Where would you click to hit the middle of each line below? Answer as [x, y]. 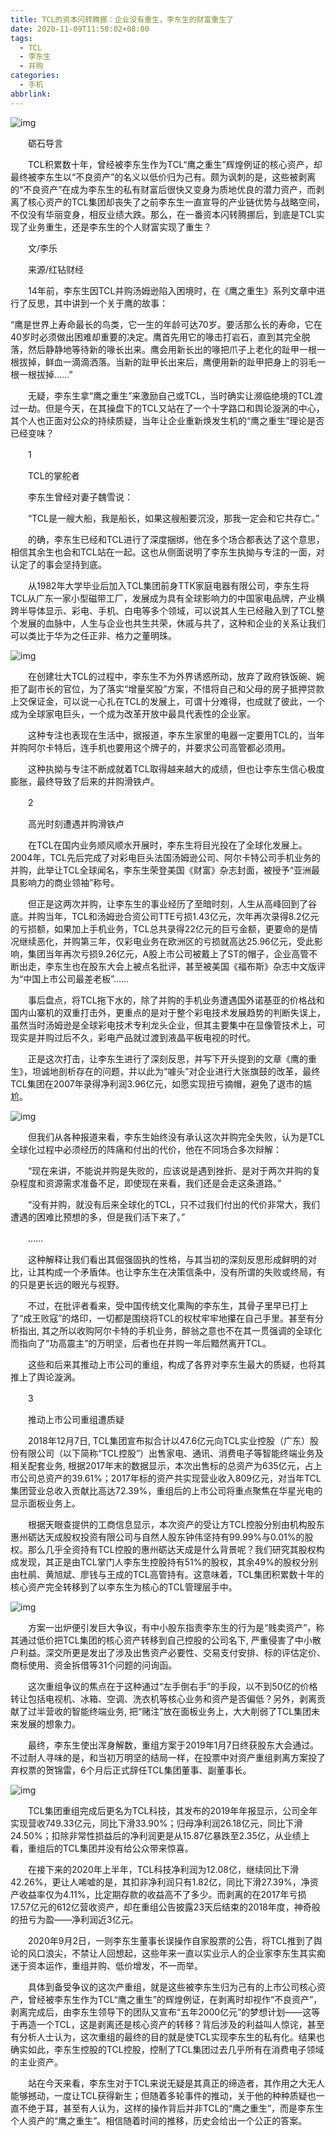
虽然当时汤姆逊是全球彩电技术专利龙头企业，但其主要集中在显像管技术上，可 [168, 1025]
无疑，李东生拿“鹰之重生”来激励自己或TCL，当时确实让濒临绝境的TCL [171, 395]
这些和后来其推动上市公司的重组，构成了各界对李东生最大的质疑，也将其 [176, 1364]
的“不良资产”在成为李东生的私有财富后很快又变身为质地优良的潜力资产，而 [163, 189]
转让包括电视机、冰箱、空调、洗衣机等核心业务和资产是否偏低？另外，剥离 [163, 1698]
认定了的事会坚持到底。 [58, 564]
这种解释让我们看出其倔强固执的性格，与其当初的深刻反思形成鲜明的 [167, 1259]
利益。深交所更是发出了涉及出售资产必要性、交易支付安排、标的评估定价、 [172, 1652]
